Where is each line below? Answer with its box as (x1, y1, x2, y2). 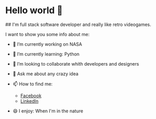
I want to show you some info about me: (5, 31, 90, 37)
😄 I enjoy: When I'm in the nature (12, 108, 83, 114)
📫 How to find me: (12, 81, 53, 87)
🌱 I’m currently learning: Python (12, 51, 80, 57)
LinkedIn (20, 98, 39, 104)
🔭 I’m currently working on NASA (12, 41, 82, 47)
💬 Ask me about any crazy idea (12, 71, 79, 77)
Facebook (20, 93, 42, 99)
